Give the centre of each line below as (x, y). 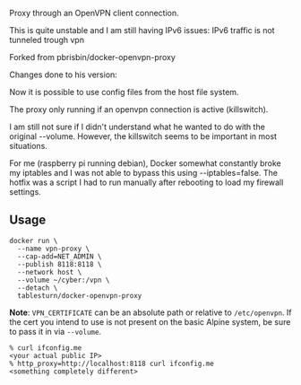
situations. (28, 146)
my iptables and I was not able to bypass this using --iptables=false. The (143, 173)
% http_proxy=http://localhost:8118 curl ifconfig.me (112, 363)
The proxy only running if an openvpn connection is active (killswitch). (139, 109)
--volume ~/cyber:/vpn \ (64, 280)
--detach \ (38, 288)
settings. (26, 192)
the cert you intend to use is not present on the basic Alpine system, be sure (150, 321)
